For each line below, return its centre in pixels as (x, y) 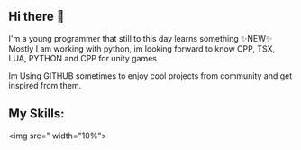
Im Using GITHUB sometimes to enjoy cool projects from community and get (150, 75)
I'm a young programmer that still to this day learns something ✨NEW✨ (141, 38)
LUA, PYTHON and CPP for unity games (82, 58)
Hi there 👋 (36, 17)
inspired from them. (45, 85)
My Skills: (36, 114)
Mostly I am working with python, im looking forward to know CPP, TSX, (142, 48)
